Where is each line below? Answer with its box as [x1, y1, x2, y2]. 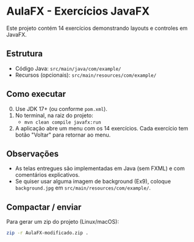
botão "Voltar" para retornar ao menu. [15, 131, 111, 138]
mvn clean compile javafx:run [24, 119, 102, 126]
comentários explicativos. [15, 171, 81, 179]
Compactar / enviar [6, 202, 82, 212]
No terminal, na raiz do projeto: [15, 112, 93, 119]
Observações [6, 148, 59, 159]
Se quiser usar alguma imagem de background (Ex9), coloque [15, 178, 171, 185]
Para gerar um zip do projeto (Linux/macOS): [6, 218, 119, 226]
